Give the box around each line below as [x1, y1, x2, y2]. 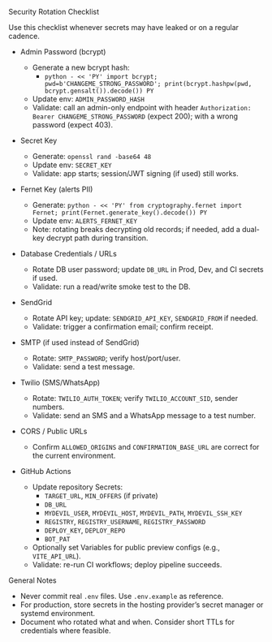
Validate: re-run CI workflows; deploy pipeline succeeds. [32, 560, 222, 569]
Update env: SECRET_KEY [32, 160, 112, 170]
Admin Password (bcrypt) [19, 47, 106, 56]
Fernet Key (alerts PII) [19, 184, 93, 194]
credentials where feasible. [19, 626, 111, 636]
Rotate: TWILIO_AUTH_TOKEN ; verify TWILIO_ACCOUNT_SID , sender [32, 394, 238, 403]
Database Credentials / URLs [19, 249, 118, 258]
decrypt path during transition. [45, 233, 149, 243]
